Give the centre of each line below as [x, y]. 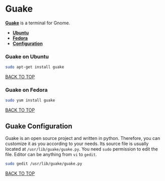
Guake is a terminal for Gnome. [38, 23]
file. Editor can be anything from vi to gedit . [51, 155]
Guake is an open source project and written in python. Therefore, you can [83, 138]
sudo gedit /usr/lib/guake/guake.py [44, 164]
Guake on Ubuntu [27, 56]
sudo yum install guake [30, 100]
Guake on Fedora [26, 90]
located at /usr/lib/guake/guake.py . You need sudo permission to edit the [81, 149]
